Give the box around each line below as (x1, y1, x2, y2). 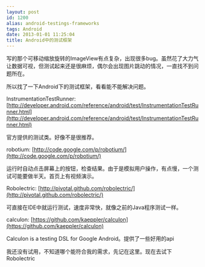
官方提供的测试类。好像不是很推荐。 (6, 133, 98, 141)
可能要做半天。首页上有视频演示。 (11, 173, 98, 180)
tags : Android (6, 26, 43, 32)
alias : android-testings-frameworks (6, 20, 99, 26)
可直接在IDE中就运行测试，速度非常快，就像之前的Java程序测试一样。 (6, 204, 182, 211)
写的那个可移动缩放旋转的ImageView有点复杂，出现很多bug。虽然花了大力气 (6, 55, 199, 62)
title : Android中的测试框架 (6, 37, 72, 43)
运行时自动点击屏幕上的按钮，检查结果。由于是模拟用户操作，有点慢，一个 (6, 165, 193, 172)
